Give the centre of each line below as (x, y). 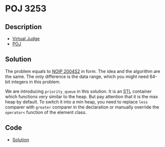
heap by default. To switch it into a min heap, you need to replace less (77, 102)
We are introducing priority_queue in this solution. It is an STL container (78, 91)
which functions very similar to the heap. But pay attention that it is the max (82, 96)
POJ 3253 (26, 9)
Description (23, 27)
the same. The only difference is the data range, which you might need (77, 76)
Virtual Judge (26, 38)
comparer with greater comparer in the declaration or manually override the (82, 107)
